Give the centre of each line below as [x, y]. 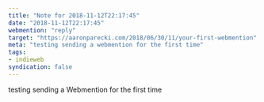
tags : [17, 52]
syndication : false [40, 67]
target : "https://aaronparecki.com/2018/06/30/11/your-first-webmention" [133, 38]
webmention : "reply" [42, 30]
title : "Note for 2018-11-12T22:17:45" [74, 15]
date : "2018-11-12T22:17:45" [56, 23]
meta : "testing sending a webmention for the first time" [106, 45]
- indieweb [26, 60]
